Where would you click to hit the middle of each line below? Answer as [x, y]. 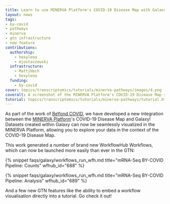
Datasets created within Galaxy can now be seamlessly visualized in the [80, 125]
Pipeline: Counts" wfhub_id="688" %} [45, 166]
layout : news [19, 15]
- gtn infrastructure [28, 38]
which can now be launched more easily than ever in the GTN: [70, 150]
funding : [19, 80]
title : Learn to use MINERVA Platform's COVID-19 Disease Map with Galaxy [86, 10]
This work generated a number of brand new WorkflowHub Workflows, [79, 145]
